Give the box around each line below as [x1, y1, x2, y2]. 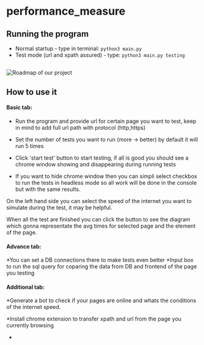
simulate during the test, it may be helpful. [6, 204, 112, 211]
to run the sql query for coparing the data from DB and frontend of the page [6, 263, 197, 270]
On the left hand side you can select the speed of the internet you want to [6, 197, 192, 204]
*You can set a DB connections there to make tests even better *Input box [6, 256, 194, 264]
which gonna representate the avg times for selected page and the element [6, 222, 196, 229]
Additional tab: [6, 283, 45, 291]
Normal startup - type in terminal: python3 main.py [15, 45, 142, 52]
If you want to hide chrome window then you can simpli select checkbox [15, 172, 197, 180]
